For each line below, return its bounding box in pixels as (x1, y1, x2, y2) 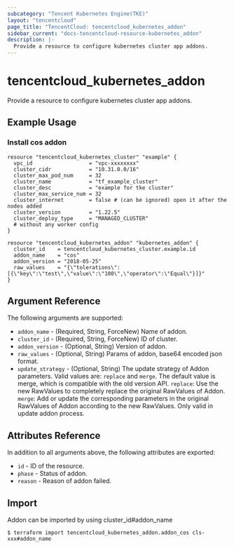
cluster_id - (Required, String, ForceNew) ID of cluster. (17, 334, 178, 344)
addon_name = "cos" (13, 252, 80, 259)
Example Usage (7, 116, 77, 128)
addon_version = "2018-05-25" (13, 257, 102, 265)
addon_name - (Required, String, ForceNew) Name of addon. (17, 327, 188, 336)
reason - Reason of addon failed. (17, 477, 112, 485)
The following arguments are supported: (7, 313, 124, 323)
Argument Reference (7, 295, 101, 307)
